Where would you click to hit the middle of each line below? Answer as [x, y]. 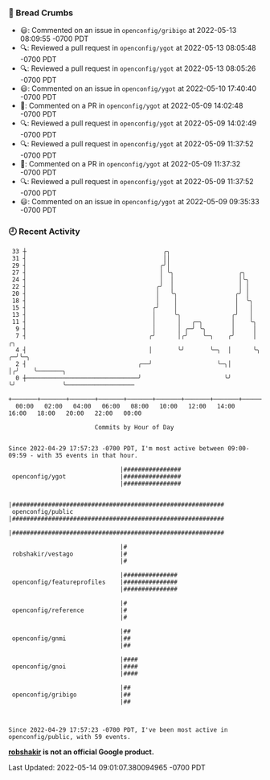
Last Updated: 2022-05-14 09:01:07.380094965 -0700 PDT [107, 767]
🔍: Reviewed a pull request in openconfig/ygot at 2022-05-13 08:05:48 [138, 48]
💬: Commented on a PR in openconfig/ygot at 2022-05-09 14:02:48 [131, 106]
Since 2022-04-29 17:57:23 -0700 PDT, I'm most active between [117, 448]
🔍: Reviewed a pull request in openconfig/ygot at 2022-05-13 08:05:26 [138, 68]
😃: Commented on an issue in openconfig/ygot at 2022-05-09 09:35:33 [139, 202]
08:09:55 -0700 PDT [54, 39]
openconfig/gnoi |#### [75, 667]
